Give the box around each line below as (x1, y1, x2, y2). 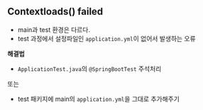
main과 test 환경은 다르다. (17, 25, 91, 34)
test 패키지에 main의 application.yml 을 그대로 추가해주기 (17, 94, 180, 103)
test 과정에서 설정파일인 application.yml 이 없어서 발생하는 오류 (17, 34, 197, 43)
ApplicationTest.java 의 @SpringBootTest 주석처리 (17, 64, 162, 73)
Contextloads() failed (7, 6, 104, 18)
